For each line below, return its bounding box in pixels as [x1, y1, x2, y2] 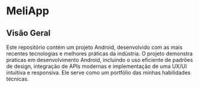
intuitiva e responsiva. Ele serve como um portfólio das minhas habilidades [6, 69, 191, 76]
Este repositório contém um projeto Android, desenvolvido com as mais [6, 44, 183, 51]
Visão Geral [6, 28, 51, 38]
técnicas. [6, 76, 29, 82]
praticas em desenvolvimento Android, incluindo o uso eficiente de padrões [6, 57, 193, 63]
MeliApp [6, 4, 50, 18]
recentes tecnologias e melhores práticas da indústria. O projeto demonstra [6, 50, 193, 57]
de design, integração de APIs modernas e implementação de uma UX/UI [6, 63, 187, 70]
